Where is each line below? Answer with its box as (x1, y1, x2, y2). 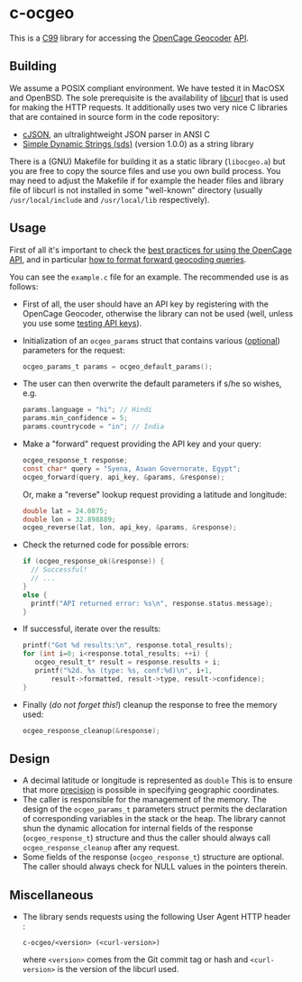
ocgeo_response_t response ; (22, 456, 128, 465)
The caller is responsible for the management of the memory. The (22, 794, 268, 805)
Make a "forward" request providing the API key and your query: (22, 438, 261, 449)
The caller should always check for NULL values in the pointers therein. (22, 861, 288, 872)
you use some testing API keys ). (22, 317, 142, 328)
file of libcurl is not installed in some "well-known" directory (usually (9, 184, 263, 196)
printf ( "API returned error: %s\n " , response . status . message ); (31, 599, 273, 608)
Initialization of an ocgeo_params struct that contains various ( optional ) (22, 335, 281, 345)
